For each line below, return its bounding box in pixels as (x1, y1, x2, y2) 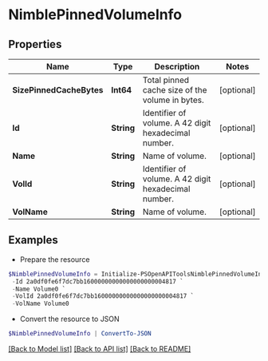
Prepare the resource (19, 254, 90, 264)
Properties (8, 38, 62, 51)
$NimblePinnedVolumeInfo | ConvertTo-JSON (8, 330, 152, 338)
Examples (8, 233, 58, 247)
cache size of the (142, 85, 207, 95)
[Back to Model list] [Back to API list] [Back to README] (8, 344, 191, 354)
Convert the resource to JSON (19, 314, 120, 324)
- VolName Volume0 (11, 300, 69, 308)
